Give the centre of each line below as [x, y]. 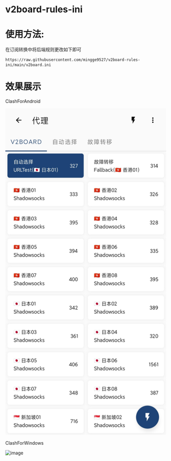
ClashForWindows [25, 443]
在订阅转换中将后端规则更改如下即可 [43, 50]
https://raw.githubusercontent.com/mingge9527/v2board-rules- [73, 60]
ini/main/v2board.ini [28, 65]
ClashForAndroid [23, 101]
